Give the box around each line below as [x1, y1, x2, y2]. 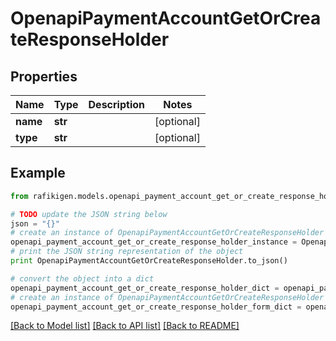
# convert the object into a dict [10, 273, 155, 284]
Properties [10, 68, 78, 85]
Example [10, 165, 66, 182]
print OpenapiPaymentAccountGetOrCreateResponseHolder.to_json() [10, 256, 288, 266]
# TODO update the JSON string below [10, 209, 168, 219]
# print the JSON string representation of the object [10, 247, 244, 257]
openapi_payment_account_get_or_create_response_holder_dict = [10, 283, 280, 293]
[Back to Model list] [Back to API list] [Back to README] [10, 320, 240, 332]
